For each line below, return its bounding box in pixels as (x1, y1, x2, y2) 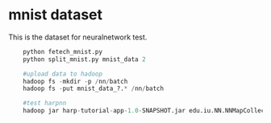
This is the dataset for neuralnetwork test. (8, 32, 148, 42)
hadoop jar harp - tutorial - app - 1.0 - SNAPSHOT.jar (23, 107, 186, 115)
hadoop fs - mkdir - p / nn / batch (23, 77, 128, 85)
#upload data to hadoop (23, 70, 103, 78)
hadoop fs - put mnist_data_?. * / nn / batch (23, 84, 164, 93)
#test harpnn (23, 99, 67, 108)
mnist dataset (8, 6, 103, 24)
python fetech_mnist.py (23, 47, 103, 55)
